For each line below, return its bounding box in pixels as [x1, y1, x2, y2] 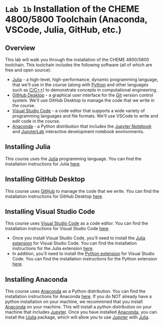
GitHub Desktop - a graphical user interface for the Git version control [12, 92, 153, 98]
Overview [5, 44, 36, 52]
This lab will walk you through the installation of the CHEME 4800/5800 [5, 57, 149, 62]
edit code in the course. [12, 118, 60, 124]
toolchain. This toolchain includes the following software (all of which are [5, 62, 153, 68]
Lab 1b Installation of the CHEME [5, 3, 140, 15]
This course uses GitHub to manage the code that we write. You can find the [5, 188, 159, 194]
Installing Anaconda [5, 275, 68, 283]
